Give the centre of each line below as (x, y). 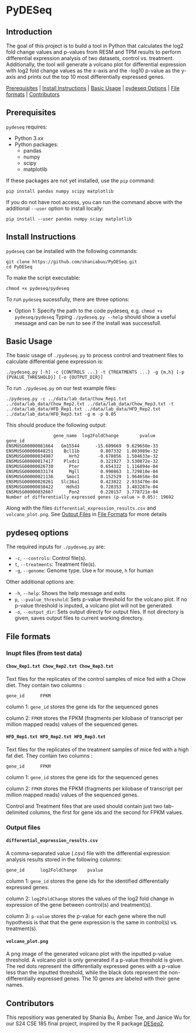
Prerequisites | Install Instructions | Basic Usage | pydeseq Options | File (93, 88)
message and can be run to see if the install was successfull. (88, 323)
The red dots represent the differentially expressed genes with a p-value (93, 966)
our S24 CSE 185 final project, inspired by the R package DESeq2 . (85, 1024)
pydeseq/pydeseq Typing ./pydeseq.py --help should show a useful (95, 317)
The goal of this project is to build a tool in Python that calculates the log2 (95, 46)
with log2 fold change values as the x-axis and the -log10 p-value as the (93, 70)
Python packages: (36, 144)
